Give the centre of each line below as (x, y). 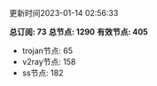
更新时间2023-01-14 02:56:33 (64, 13)
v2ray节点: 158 (49, 62)
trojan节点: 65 (47, 51)
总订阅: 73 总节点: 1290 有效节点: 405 (78, 32)
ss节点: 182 (43, 73)
